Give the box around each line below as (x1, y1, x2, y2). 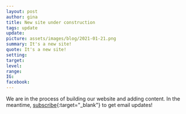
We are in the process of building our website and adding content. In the (6, 95, 180, 102)
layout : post (6, 8, 38, 15)
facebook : (6, 80, 30, 85)
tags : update (6, 25, 38, 31)
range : (6, 68, 22, 74)
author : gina (6, 14, 38, 20)
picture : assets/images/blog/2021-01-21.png (6, 36, 116, 42)
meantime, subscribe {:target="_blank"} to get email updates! (6, 102, 153, 108)
